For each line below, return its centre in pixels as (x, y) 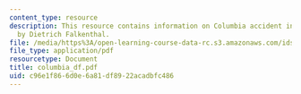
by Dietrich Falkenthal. (64, 34)
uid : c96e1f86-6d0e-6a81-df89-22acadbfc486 (92, 76)
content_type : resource (54, 17)
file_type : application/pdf (62, 51)
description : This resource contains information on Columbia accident (146, 26)
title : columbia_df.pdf (54, 68)
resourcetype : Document (54, 59)
